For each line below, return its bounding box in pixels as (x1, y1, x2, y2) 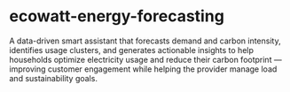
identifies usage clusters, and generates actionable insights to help (9, 44, 255, 55)
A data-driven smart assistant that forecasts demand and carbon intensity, (9, 35, 281, 46)
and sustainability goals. (9, 73, 98, 83)
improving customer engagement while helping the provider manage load (9, 64, 278, 74)
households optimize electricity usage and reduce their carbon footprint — (9, 54, 282, 65)
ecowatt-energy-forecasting (9, 6, 224, 27)
